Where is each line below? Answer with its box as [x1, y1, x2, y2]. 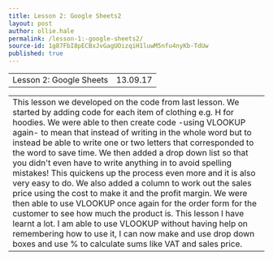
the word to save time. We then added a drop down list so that [12, 147, 249, 158]
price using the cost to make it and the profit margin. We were [12, 188, 248, 198]
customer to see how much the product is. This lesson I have [12, 208, 245, 219]
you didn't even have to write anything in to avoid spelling [12, 157, 232, 168]
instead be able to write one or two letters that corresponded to [12, 137, 254, 148]
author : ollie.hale [8, 27, 75, 35]
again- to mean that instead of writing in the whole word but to [12, 127, 252, 138]
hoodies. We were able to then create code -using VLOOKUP [12, 117, 246, 128]
